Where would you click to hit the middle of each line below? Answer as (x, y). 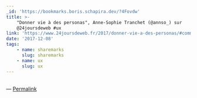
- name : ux (30, 60)
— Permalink (21, 89)
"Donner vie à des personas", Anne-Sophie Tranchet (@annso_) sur (99, 22)
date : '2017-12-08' (30, 39)
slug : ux (32, 66)
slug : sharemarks (43, 55)
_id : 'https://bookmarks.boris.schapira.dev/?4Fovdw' (73, 11)
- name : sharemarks (40, 50)
